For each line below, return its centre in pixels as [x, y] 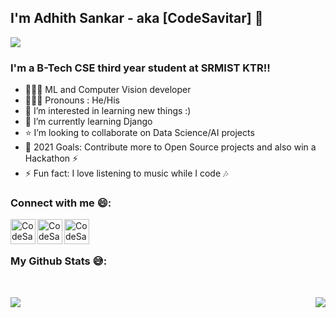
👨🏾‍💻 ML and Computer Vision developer [108, 90]
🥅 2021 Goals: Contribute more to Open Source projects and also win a [170, 147]
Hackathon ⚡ [51, 158]
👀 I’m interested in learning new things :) [108, 111]
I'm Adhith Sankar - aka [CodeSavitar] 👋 [137, 18]
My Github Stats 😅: [59, 261]
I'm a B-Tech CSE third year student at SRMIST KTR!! [140, 68]
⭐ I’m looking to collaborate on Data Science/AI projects [139, 133]
